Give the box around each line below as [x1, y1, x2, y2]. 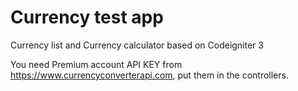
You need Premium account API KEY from [10, 58, 183, 70]
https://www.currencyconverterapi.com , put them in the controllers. [10, 69, 289, 81]
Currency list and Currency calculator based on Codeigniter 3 [10, 39, 264, 51]
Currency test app [10, 6, 164, 29]
